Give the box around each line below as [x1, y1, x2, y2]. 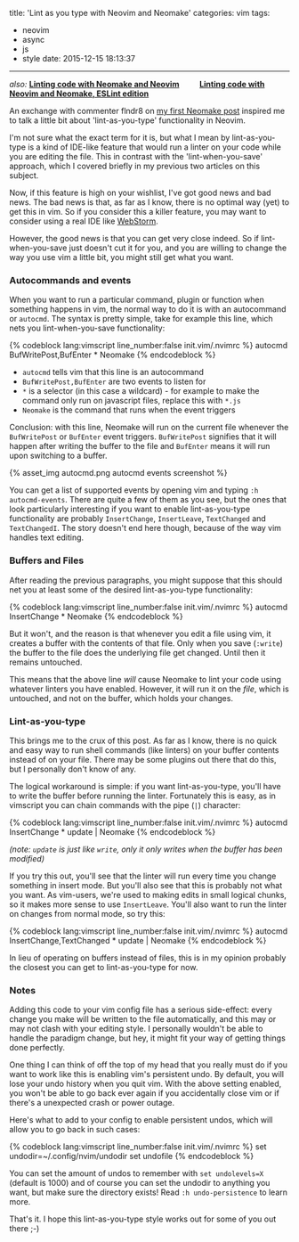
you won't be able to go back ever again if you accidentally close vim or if [9, 1088, 280, 1099]
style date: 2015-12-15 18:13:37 [21, 53, 136, 63]
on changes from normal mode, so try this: [9, 908, 166, 919]
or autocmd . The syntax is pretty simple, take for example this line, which [9, 314, 273, 324]
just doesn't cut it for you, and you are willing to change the [69, 242, 287, 253]
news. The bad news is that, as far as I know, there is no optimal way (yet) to [9, 197, 290, 208]
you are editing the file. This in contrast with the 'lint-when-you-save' [9, 151, 263, 161]
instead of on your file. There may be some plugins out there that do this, [9, 754, 277, 764]
